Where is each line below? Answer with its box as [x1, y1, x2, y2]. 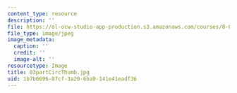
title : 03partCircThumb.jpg [7, 69, 90, 76]
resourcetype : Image [7, 62, 68, 69]
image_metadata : [7, 36, 55, 43]
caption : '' [13, 43, 49, 50]
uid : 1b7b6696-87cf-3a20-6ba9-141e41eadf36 [7, 75, 138, 83]
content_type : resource [7, 10, 78, 17]
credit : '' [13, 50, 46, 57]
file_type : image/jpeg [7, 29, 74, 37]
